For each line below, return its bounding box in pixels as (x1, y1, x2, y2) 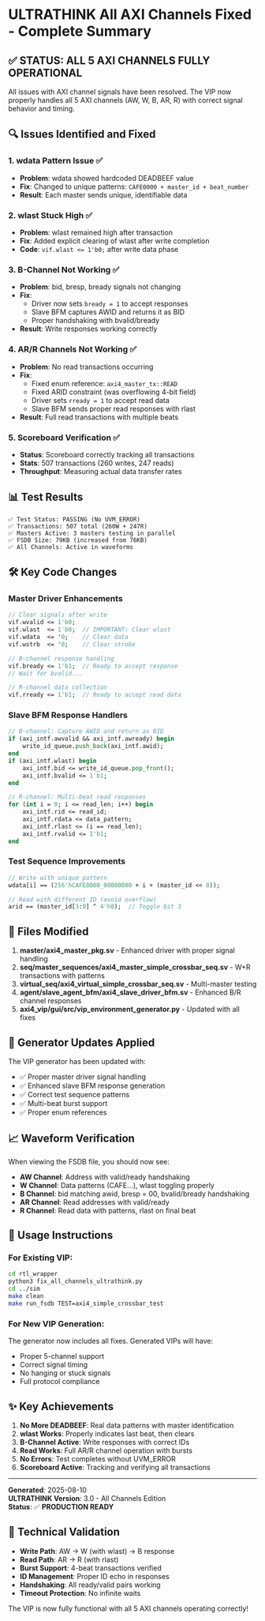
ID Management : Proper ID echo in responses (19, 1571, 170, 1581)
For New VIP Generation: (8, 1318, 105, 1329)
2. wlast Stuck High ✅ (8, 209, 93, 220)
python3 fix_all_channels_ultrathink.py (8, 1277, 144, 1285)
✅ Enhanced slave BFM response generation (19, 1081, 166, 1090)
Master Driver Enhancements (8, 593, 124, 604)
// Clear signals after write (8, 611, 108, 619)
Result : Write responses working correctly (19, 324, 158, 333)
